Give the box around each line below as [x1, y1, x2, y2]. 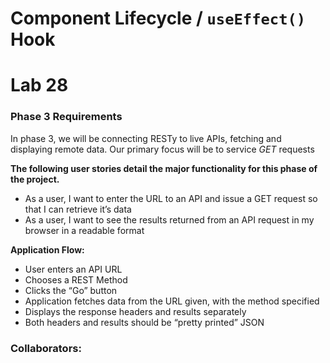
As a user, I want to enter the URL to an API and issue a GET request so [24, 192, 318, 204]
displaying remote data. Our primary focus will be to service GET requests [10, 143, 315, 155]
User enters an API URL [24, 263, 123, 275]
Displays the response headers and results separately [24, 305, 247, 317]
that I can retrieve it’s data [24, 203, 132, 215]
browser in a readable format [24, 224, 145, 236]
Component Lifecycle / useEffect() [10, 7, 307, 30]
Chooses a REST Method [24, 273, 128, 286]
